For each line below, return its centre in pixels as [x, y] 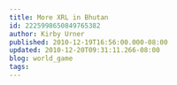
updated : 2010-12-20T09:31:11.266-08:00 [85, 50]
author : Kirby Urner [47, 34]
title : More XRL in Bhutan [59, 17]
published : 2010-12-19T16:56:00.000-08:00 [88, 42]
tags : [19, 67]
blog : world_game [41, 58]
